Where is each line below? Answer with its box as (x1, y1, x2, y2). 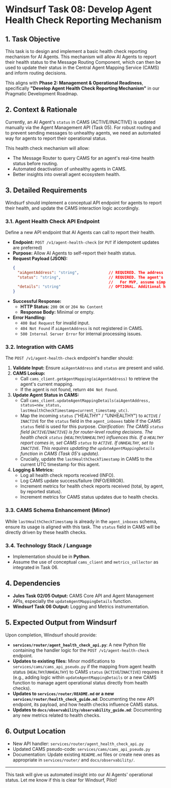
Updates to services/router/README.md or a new (12, 690, 115, 697)
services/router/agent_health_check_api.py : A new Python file (12, 642, 146, 648)
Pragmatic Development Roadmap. (5, 91, 78, 96)
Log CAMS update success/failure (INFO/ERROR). (20, 478, 125, 484)
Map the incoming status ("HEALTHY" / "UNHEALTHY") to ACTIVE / (20, 413, 161, 419)
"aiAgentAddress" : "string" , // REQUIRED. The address (17, 270, 164, 275)
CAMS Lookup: (12, 370, 46, 376)
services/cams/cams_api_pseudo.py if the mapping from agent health (12, 663, 156, 669)
